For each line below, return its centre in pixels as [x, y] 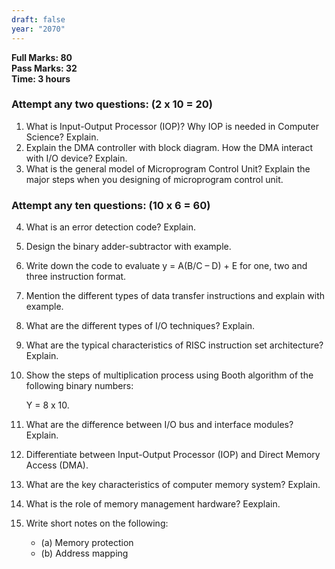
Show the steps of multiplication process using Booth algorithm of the [169, 375]
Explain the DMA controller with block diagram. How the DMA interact [169, 147]
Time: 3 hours [41, 78]
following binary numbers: [79, 386]
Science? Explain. [62, 137]
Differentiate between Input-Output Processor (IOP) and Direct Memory [173, 455]
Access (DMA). [57, 465]
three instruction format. [76, 277]
